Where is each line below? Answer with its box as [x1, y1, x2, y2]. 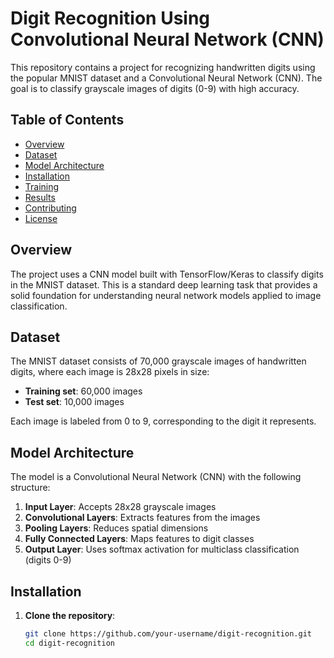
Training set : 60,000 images [24, 385, 143, 397]
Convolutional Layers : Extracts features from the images [24, 512, 261, 524]
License [24, 212, 58, 224]
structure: [10, 482, 51, 494]
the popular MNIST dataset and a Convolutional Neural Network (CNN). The [10, 72, 323, 84]
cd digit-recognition [24, 638, 115, 648]
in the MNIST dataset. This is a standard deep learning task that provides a [10, 278, 318, 291]
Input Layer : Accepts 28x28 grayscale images [24, 501, 217, 513]
